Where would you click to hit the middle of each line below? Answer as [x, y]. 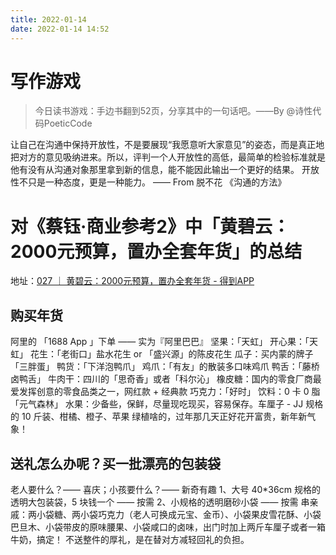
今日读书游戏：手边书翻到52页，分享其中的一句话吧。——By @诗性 [173, 111]
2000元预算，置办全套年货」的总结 [156, 251]
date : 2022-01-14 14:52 [60, 29]
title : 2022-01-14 [48, 19]
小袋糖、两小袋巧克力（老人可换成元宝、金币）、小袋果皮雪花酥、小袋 [179, 514]
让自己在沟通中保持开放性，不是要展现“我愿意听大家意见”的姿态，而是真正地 [167, 145]
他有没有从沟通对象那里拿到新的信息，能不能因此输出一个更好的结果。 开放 [165, 170]
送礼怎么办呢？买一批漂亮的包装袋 [115, 463]
